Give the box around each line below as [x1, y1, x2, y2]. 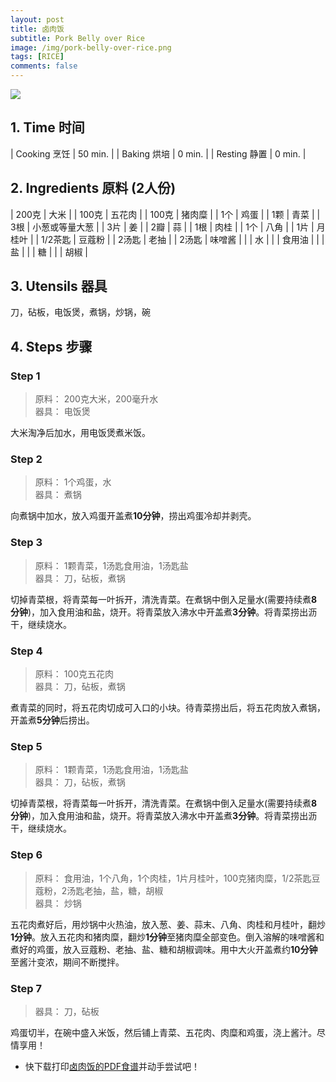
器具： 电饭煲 [34, 406, 91, 418]
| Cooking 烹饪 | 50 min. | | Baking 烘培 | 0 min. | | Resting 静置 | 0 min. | [10, 147, 307, 160]
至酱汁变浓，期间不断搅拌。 [10, 956, 125, 968]
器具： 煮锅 [34, 489, 82, 501]
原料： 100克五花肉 [34, 668, 115, 680]
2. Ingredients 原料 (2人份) [10, 180, 177, 197]
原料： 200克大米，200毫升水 [34, 393, 159, 405]
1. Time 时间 [10, 119, 85, 136]
